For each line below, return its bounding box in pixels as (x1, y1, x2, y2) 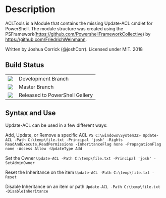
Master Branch (19, 83, 54, 90)
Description (5, 4, 56, 15)
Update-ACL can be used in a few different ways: (5, 122, 107, 128)
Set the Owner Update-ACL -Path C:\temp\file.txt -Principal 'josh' (5, 155, 152, 161)
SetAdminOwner (5, 160, 35, 165)
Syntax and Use (5, 109, 56, 117)
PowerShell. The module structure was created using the (5, 25, 124, 31)
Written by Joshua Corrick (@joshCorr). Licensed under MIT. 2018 (5, 46, 143, 52)
